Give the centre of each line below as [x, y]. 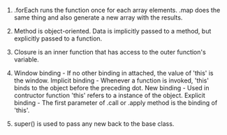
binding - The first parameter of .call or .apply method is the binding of [116, 103]
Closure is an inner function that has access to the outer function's [110, 52]
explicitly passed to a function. [58, 38]
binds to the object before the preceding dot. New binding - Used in [111, 88]
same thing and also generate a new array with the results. [98, 17]
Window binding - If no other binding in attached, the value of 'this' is [114, 73]
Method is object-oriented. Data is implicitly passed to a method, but [112, 31]
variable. [27, 59]
